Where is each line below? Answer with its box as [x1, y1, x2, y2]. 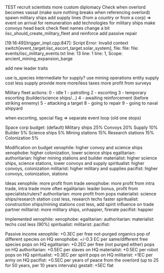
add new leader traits [5, 65, 48, 71]
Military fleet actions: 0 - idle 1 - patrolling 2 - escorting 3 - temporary [5, 90, 147, 95]
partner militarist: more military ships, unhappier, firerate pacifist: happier [5, 207, 154, 212]
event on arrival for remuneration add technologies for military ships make [5, 20, 156, 26]
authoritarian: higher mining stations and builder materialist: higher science [5, 155, 158, 161]
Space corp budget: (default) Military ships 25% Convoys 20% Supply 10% [5, 124, 158, 130]
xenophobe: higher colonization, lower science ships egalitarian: [5, 150, 136, 156]
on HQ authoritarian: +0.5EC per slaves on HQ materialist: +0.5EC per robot [5, 247, 159, 252]
